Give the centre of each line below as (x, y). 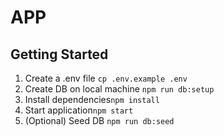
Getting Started (59, 54)
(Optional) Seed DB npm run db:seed (99, 120)
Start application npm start (79, 110)
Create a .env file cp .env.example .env (106, 78)
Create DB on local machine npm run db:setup (119, 89)
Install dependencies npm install (92, 99)
